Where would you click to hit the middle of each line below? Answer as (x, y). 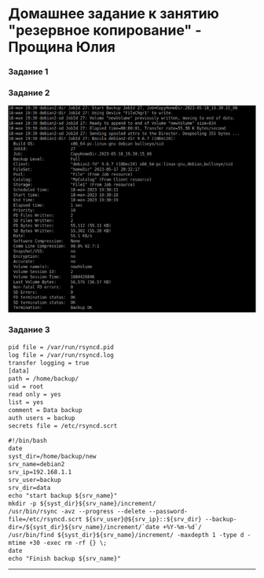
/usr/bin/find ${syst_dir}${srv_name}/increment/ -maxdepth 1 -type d (126, 535)
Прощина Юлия (62, 47)
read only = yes (35, 394)
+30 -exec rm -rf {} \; (68, 543)
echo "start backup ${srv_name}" (63, 495)
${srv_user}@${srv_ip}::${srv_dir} (143, 519)
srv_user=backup (35, 480)
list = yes (26, 402)
